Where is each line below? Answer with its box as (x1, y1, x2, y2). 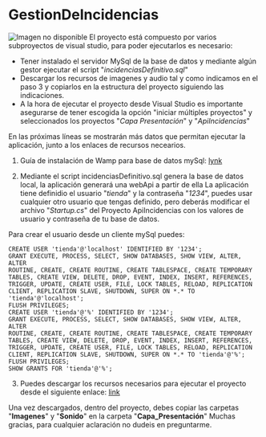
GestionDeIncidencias (8, 6, 159, 24)
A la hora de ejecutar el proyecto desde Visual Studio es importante (19, 99, 244, 108)
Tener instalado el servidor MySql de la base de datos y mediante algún (19, 56, 257, 66)
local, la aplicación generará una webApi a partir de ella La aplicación (19, 179, 249, 190)
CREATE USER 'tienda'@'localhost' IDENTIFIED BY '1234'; (8, 245, 203, 253)
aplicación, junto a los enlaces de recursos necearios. (8, 140, 186, 149)
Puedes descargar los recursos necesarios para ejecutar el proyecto (19, 378, 247, 388)
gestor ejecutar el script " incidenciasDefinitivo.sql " (19, 64, 188, 74)
